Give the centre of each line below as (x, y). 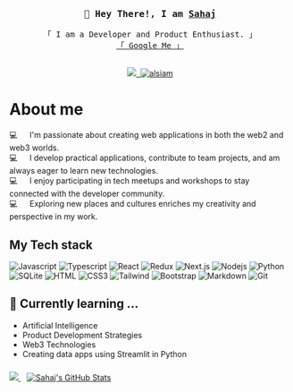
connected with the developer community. (87, 194)
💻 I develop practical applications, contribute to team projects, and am (145, 158)
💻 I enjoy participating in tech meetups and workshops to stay (130, 181)
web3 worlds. (34, 148)
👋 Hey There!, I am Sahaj (150, 14)
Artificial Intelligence (60, 325)
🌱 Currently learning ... (74, 304)
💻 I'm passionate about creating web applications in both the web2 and (146, 135)
